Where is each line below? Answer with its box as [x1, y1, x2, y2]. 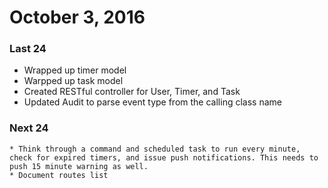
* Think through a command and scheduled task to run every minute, [9, 144, 301, 154]
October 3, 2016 [9, 6, 146, 29]
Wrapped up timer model [23, 64, 127, 76]
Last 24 [9, 42, 47, 56]
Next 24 [9, 121, 49, 135]
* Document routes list [9, 170, 109, 180]
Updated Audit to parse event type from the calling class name [23, 96, 282, 108]
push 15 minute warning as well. [9, 161, 149, 171]
